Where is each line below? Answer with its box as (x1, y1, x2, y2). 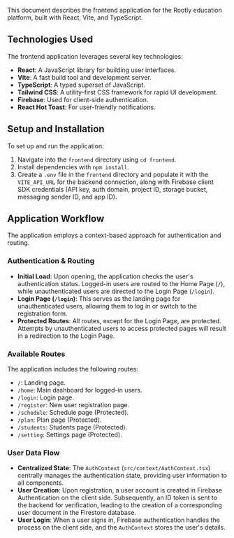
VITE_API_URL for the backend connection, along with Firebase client (17, 178, 214, 186)
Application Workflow (7, 213, 105, 225)
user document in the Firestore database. (17, 509, 137, 517)
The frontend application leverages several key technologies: (7, 52, 183, 60)
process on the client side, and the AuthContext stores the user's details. (17, 523, 226, 532)
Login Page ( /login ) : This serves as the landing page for (17, 294, 181, 303)
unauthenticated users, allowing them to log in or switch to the (17, 302, 197, 310)
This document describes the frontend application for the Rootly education (7, 6, 222, 14)
